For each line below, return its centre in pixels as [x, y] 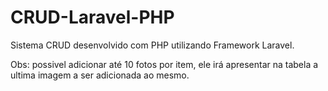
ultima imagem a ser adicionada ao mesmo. [100, 75]
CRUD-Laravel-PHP [92, 17]
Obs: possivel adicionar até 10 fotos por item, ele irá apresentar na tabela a [164, 64]
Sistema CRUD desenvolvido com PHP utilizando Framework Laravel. [152, 45]
